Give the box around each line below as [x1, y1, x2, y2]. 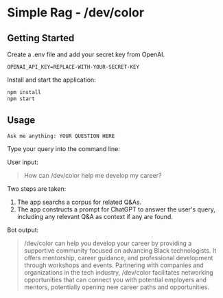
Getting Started [7, 32, 75, 44]
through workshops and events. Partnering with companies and [23, 261, 204, 269]
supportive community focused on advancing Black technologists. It [23, 247, 217, 255]
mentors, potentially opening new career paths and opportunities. [23, 283, 209, 291]
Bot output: [7, 226, 39, 234]
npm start [7, 95, 36, 102]
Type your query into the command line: [7, 145, 120, 153]
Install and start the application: [7, 76, 96, 84]
